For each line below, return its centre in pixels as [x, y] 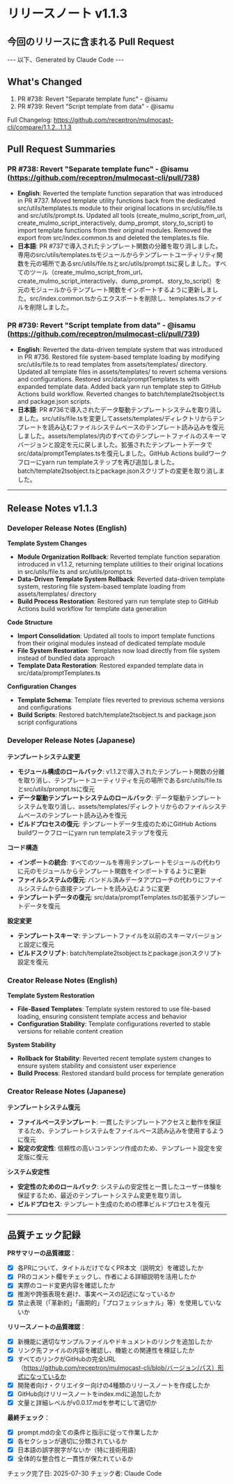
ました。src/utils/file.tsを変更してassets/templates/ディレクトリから [115, 418]
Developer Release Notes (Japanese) [71, 740]
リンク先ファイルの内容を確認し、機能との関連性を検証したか [106, 1350]
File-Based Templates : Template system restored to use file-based [114, 1009]
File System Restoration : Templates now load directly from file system [119, 651]
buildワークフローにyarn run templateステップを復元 [93, 832]
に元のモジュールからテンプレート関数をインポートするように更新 [112, 871]
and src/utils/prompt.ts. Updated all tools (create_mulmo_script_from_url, [122, 215]
